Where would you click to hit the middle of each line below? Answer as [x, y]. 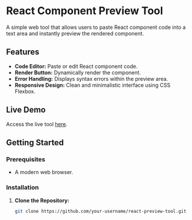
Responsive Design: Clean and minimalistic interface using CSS [92, 85]
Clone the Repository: [42, 200]
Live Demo [26, 110]
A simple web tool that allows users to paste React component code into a [96, 27]
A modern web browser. [44, 172]
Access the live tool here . [37, 124]
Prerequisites [26, 159]
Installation [23, 188]
